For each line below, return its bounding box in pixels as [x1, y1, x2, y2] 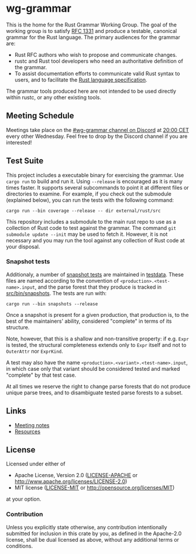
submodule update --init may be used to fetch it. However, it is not [6, 231, 168, 238]
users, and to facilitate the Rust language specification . [14, 76, 147, 83]
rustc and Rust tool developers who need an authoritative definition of [14, 58, 183, 65]
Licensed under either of [6, 460, 66, 468]
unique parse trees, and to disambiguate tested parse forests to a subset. [6, 389, 183, 396]
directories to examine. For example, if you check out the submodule [6, 190, 171, 197]
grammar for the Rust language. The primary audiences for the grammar [6, 33, 180, 40]
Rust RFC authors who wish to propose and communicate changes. [14, 51, 177, 58]
